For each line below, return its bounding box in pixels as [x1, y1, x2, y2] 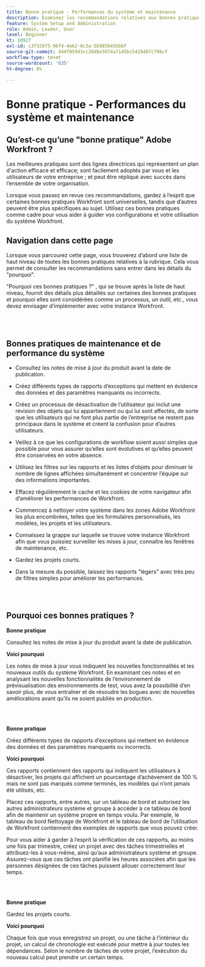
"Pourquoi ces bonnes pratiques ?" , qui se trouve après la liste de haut [6, 283, 185, 290]
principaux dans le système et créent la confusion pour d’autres [15, 420, 176, 428]
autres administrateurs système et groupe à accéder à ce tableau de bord [6, 805, 192, 812]
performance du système [6, 348, 105, 358]
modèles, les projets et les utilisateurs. [15, 520, 112, 527]
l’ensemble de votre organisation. [6, 180, 90, 187]
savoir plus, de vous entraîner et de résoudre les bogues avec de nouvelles [6, 688, 195, 695]
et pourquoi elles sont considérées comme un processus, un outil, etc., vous [6, 296, 198, 303]
